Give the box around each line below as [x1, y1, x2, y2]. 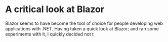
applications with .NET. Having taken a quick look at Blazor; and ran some [5, 25, 159, 31]
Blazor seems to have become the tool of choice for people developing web [5, 20, 163, 26]
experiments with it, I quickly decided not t [5, 31, 94, 37]
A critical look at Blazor [5, 4, 105, 15]
